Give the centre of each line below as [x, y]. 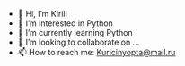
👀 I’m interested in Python [66, 23]
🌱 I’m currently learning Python [75, 33]
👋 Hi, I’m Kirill [42, 14]
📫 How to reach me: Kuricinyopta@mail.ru [97, 52]
